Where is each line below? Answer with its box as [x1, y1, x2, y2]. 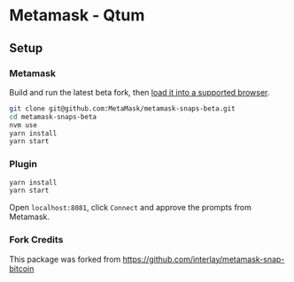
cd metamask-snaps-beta [9, 112, 97, 121]
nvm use [9, 120, 38, 129]
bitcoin [9, 263, 35, 274]
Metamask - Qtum [9, 5, 145, 26]
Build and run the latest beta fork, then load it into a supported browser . [9, 87, 270, 97]
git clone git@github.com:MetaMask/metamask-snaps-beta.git [9, 103, 236, 113]
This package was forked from [9, 254, 121, 264]
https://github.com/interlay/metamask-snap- [122, 254, 285, 264]
